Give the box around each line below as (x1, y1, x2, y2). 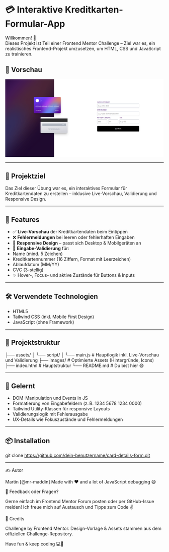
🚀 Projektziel (5, 172, 46, 180)
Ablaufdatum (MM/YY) (12, 261, 59, 267)
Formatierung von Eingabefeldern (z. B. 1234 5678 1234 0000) (12, 400, 142, 406)
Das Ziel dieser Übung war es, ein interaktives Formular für (5, 185, 127, 192)
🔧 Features (5, 215, 40, 224)
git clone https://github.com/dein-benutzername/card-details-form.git (5, 452, 150, 459)
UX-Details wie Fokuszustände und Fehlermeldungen (12, 416, 123, 422)
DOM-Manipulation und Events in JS (12, 395, 88, 401)
